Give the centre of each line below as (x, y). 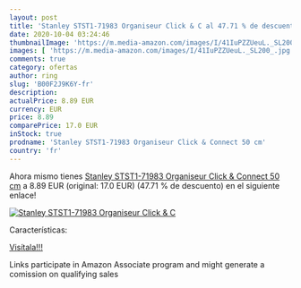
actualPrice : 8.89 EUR (52, 101)
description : (34, 92)
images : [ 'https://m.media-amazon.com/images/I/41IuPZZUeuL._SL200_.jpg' (152, 51)
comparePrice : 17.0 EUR (54, 126)
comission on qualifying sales (64, 274)
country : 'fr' (36, 150)
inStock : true (36, 134)
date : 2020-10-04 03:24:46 (60, 34)
